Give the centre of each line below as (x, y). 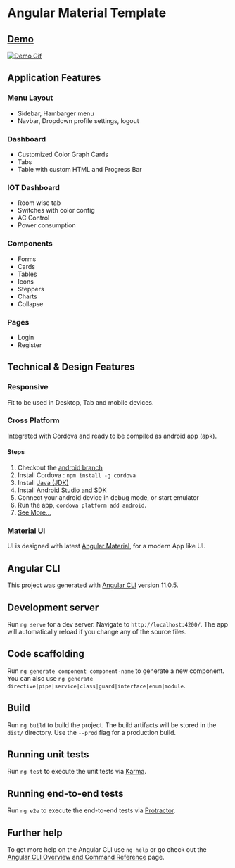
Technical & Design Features (71, 367)
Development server (53, 607)
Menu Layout (30, 98)
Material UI (26, 531)
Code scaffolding (46, 654)
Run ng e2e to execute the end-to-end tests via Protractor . (91, 810)
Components (30, 244)
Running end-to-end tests (65, 793)
